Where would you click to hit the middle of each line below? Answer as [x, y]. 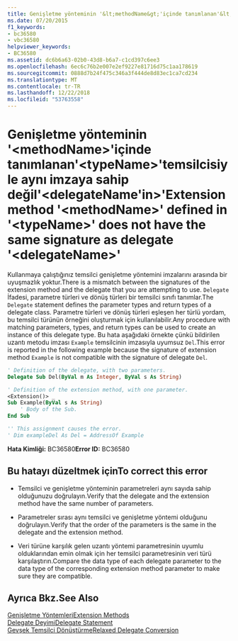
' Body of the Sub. [49, 409]
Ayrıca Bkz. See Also [53, 598]
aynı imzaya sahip [75, 180]
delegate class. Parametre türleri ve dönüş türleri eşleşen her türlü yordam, [117, 312]
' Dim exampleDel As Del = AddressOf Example [75, 435]
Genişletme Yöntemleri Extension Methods [68, 615]
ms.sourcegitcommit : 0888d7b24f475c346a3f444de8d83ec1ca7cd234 [103, 73]
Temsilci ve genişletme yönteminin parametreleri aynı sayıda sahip [114, 488]
